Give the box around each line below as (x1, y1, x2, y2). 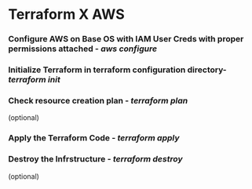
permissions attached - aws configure (8, 43, 158, 54)
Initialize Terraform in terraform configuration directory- (8, 64, 228, 75)
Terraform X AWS (8, 5, 125, 24)
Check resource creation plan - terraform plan (8, 95, 188, 106)
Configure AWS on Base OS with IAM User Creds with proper (8, 34, 244, 45)
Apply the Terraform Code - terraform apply (8, 133, 180, 144)
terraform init (8, 75, 60, 85)
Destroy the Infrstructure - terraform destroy (8, 154, 183, 165)
